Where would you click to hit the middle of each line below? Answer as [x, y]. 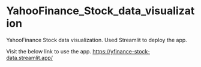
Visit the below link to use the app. [49, 51]
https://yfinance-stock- [121, 51]
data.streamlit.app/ [29, 58]
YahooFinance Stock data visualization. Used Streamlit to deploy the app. [97, 40]
